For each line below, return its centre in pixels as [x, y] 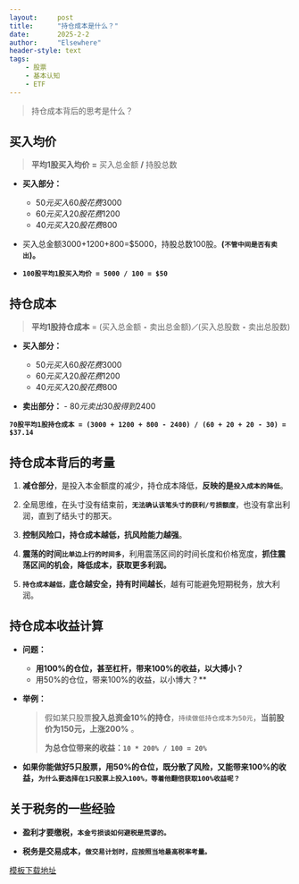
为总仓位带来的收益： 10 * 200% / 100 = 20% [125, 747]
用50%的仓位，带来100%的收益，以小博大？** [121, 679]
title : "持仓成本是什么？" [64, 26]
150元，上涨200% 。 [100, 728]
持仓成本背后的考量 [62, 462]
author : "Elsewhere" [55, 42]
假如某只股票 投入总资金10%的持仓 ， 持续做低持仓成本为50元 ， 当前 [160, 718]
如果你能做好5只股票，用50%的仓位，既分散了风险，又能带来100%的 [150, 767]
